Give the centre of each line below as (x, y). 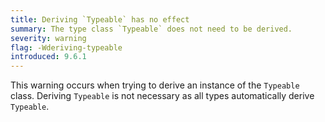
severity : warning (48, 38)
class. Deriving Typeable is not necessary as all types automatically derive (162, 96)
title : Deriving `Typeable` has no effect (100, 19)
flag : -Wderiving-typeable (66, 47)
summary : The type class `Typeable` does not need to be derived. (151, 29)
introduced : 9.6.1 (48, 57)
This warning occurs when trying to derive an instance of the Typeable (155, 85)
